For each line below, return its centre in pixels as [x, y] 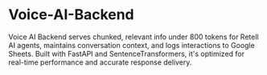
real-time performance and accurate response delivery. [100, 62]
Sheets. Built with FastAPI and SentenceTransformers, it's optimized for [127, 53]
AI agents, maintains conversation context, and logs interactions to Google [131, 45]
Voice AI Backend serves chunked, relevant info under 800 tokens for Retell [133, 37]
